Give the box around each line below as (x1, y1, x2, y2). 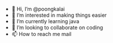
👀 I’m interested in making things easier (11, 12, 107, 19)
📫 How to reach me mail (11, 31, 72, 37)
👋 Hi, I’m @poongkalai (11, 6, 65, 12)
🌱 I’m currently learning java (11, 18, 80, 24)
